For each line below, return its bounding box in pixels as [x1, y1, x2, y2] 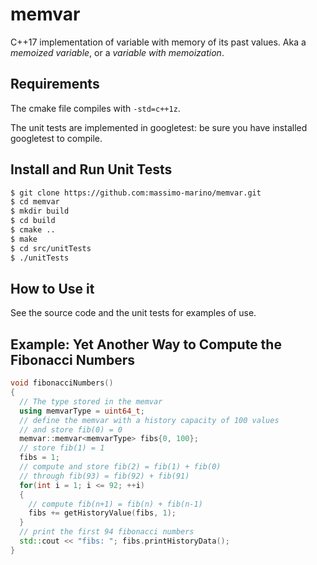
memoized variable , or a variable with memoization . [10, 46, 225, 58]
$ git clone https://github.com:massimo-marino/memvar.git [10, 188, 262, 198]
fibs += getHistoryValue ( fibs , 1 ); [28, 508, 177, 518]
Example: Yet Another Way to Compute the [10, 336, 282, 353]
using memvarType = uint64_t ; [19, 406, 145, 416]
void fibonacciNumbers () [10, 378, 114, 388]
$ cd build [10, 216, 56, 226]
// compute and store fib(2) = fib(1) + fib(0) [19, 462, 222, 472]
